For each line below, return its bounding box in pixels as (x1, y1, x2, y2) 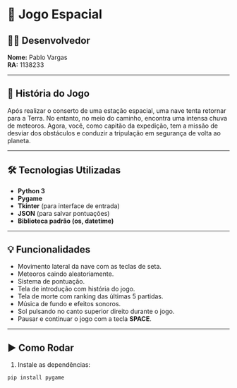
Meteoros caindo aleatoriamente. (17, 269, 114, 278)
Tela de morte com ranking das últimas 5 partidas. (17, 292, 164, 301)
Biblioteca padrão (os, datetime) (17, 217, 114, 225)
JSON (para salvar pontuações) (17, 209, 110, 217)
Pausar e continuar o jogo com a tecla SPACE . (17, 315, 152, 323)
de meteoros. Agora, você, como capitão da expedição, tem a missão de (7, 121, 219, 130)
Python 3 (17, 186, 46, 195)
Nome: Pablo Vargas (7, 53, 68, 61)
